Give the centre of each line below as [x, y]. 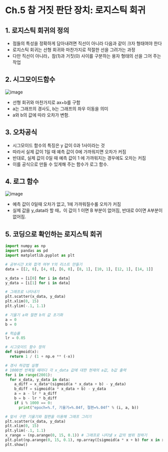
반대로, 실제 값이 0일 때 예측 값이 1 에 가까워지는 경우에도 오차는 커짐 [79, 158]
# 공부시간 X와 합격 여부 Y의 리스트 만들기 [44, 264]
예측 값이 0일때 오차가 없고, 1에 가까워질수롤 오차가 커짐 [67, 204]
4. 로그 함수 [22, 182]
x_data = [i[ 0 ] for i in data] [38, 278]
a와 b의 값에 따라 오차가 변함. [41, 115]
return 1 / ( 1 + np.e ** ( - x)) [42, 357]
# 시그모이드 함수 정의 [25, 347]
